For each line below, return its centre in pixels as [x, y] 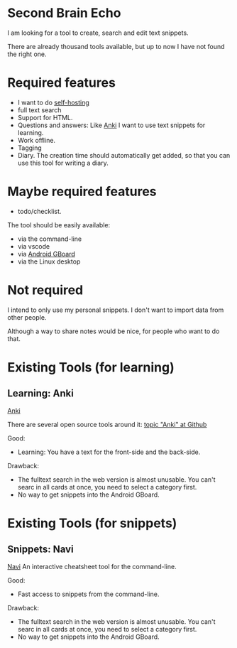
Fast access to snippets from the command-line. [88, 594]
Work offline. [36, 140]
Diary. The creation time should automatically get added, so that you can [124, 155]
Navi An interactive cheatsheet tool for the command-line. [92, 566]
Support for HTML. [45, 117]
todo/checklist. [39, 211]
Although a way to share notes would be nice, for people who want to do [114, 331]
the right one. [27, 54]
